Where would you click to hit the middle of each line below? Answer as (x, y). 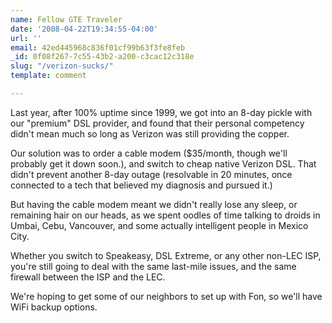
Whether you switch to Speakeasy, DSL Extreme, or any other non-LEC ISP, (166, 255)
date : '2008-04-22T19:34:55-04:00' (84, 29)
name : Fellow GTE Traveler (66, 19)
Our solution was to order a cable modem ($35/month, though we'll (149, 153)
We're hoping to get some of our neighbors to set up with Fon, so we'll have (166, 296)
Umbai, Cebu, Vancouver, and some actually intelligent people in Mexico (159, 225)
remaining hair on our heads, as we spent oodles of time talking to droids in (165, 215)
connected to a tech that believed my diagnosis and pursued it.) (141, 185)
